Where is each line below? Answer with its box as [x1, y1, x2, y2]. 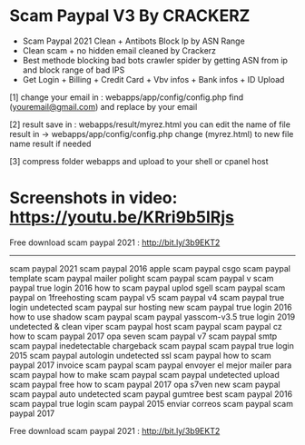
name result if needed [9, 138, 92, 149]
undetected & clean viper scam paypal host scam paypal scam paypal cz [9, 321, 283, 331]
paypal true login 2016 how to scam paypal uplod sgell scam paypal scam [9, 282, 286, 293]
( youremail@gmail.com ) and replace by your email [9, 101, 198, 112]
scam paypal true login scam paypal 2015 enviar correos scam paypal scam [9, 398, 293, 409]
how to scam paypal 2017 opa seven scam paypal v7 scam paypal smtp [9, 331, 278, 341]
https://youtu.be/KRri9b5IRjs [9, 207, 234, 228]
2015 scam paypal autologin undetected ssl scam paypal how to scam [9, 350, 272, 361]
